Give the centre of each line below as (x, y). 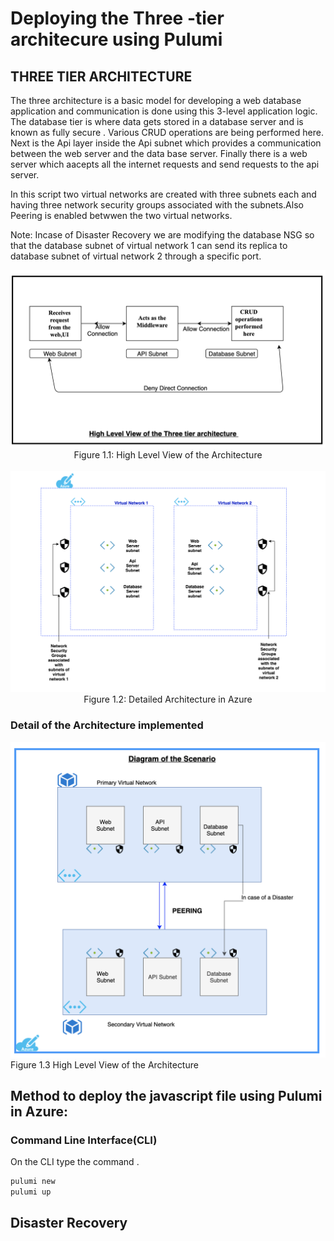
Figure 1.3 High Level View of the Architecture (104, 1064)
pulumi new (33, 1182)
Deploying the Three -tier (117, 18)
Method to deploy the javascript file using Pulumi (166, 1096)
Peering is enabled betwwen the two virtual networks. (121, 215)
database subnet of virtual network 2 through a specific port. (136, 256)
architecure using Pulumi (116, 39)
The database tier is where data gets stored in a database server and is (157, 121)
